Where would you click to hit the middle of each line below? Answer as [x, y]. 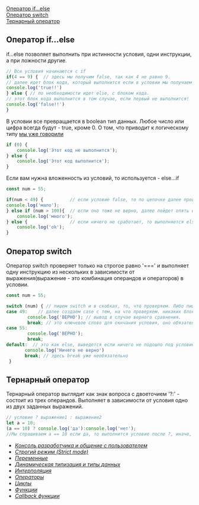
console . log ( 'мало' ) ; [33, 205]
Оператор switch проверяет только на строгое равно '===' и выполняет [98, 266]
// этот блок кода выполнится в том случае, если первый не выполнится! [98, 99]
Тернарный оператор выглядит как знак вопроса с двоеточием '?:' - [93, 394]
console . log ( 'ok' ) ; [41, 227]
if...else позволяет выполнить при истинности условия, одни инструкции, [99, 54]
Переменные [31, 458]
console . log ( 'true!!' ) [34, 88]
